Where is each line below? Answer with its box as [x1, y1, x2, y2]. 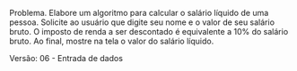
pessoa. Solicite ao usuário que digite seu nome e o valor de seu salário [9, 17, 275, 28]
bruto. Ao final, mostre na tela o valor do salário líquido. [9, 35, 214, 46]
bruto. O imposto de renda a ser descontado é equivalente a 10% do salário [9, 27, 289, 36]
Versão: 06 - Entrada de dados [9, 53, 124, 63]
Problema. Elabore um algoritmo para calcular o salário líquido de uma [9, 8, 269, 18]
